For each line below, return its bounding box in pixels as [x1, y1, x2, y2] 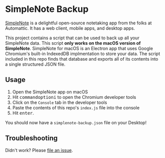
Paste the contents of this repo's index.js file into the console [12, 104, 140, 110]
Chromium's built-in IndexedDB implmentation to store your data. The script [5, 51, 161, 57]
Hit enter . [12, 110, 34, 116]
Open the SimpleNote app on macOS [12, 88, 88, 95]
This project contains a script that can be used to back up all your [5, 35, 140, 41]
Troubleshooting [5, 134, 58, 143]
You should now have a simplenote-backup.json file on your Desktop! [5, 119, 147, 125]
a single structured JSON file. [5, 61, 66, 67]
